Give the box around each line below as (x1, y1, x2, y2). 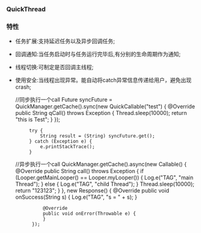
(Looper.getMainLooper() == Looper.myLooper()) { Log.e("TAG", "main (15, 174, 194, 182)
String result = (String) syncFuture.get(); (40, 133, 155, 139)
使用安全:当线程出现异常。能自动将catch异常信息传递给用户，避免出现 (15, 76, 192, 84)
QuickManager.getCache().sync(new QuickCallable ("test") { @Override (15, 103, 196, 110)
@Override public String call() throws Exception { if (15, 168, 144, 175)
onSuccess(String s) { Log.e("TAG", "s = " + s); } (15, 193, 137, 201)
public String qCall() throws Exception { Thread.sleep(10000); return (15, 109, 188, 117)
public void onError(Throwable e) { (42, 210, 136, 217)
